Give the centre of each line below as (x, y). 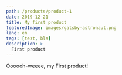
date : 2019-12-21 (27, 17)
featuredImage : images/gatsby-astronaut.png (61, 28)
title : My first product (36, 22)
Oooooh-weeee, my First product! (47, 66)
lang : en (17, 33)
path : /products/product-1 (39, 11)
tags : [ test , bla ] (28, 38)
